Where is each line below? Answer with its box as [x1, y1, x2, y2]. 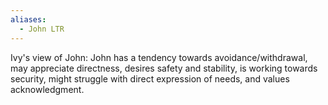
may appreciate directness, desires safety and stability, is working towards [10, 62, 318, 74]
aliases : [10, 14, 47, 25]
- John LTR [19, 24, 65, 34]
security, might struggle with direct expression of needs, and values [10, 72, 290, 85]
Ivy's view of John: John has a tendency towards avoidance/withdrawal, [10, 51, 308, 63]
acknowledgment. [10, 83, 85, 95]
